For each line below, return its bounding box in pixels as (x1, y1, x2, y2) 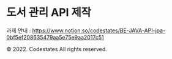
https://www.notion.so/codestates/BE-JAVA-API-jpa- (32, 27, 166, 34)
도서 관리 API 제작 (6, 5, 92, 19)
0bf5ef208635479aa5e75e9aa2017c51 (6, 33, 104, 41)
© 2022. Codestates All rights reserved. (6, 45, 107, 52)
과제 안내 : (6, 27, 31, 34)
